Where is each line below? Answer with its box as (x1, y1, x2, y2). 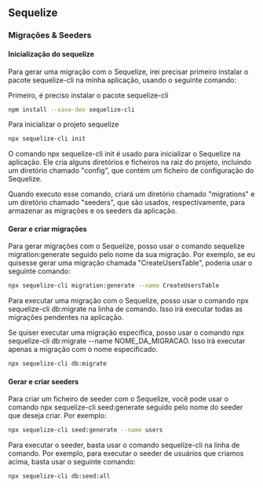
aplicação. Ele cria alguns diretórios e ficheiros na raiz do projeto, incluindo (8, 157, 252, 167)
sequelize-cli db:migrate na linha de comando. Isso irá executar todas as (8, 304, 243, 314)
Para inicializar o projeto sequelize (8, 119, 119, 129)
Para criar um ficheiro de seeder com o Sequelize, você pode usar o (8, 394, 229, 404)
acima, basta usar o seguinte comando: (8, 457, 136, 467)
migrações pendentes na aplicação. (8, 313, 124, 322)
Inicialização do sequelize (8, 49, 95, 58)
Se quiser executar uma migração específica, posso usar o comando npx (8, 328, 245, 337)
